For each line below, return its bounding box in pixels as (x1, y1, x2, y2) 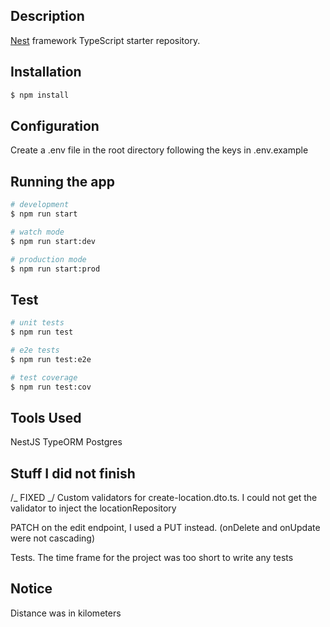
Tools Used (10, 409, 82, 426)
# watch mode (10, 227, 65, 237)
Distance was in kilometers (10, 607, 122, 619)
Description (10, 8, 85, 25)
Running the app (10, 173, 115, 190)
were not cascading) (10, 532, 95, 544)
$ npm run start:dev (10, 236, 97, 246)
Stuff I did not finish (10, 465, 136, 482)
